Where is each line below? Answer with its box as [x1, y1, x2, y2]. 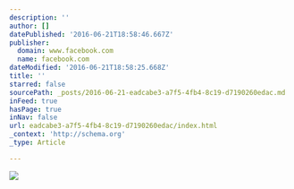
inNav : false [9, 113, 58, 122]
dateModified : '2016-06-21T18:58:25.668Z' [9, 64, 170, 73]
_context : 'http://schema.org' [9, 130, 126, 139]
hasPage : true [9, 105, 63, 114]
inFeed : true [9, 96, 58, 106]
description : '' [9, 13, 70, 22]
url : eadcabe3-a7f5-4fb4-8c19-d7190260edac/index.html [9, 122, 218, 131]
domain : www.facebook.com [17, 47, 114, 56]
